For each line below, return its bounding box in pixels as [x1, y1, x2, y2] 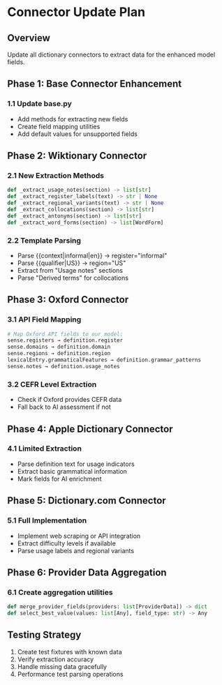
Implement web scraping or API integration [17, 532, 141, 540]
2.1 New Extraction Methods [7, 171, 105, 180]
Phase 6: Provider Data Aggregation [7, 566, 167, 578]
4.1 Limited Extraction [7, 444, 82, 453]
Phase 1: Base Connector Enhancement [7, 78, 182, 90]
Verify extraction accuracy [17, 655, 94, 663]
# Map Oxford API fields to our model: [7, 331, 124, 338]
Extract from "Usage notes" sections [17, 266, 124, 274]
